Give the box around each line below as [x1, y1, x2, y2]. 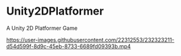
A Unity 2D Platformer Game [6, 24, 78, 32]
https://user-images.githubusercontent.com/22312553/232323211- [6, 36, 175, 43]
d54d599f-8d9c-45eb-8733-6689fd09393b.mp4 [6, 43, 131, 50]
